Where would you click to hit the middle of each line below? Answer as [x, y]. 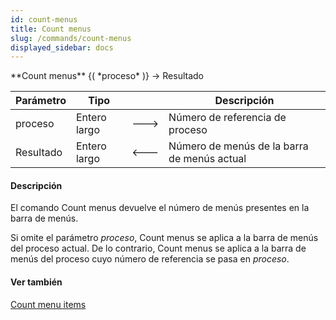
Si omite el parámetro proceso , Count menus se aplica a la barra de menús [164, 238]
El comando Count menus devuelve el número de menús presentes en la [160, 208]
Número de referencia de [227, 118]
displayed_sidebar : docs [62, 47]
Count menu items [48, 304]
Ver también [36, 282]
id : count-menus [44, 19]
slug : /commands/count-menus [71, 38]
